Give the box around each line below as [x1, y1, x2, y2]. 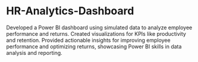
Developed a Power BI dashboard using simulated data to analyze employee [6, 24, 193, 31]
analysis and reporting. [6, 49, 62, 56]
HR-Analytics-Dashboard [6, 4, 134, 18]
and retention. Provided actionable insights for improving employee [6, 36, 171, 44]
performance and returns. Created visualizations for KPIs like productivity [6, 30, 186, 37]
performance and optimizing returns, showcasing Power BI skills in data [6, 43, 182, 50]
